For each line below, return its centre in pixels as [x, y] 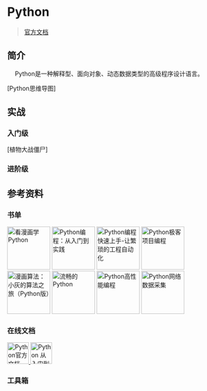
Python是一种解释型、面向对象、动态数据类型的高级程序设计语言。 [109, 74]
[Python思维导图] [32, 88]
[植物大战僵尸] [28, 149]
